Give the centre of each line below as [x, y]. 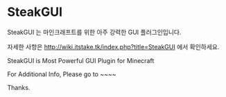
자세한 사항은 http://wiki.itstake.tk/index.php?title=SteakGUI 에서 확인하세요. [113, 46]
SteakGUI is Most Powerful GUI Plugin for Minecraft [81, 60]
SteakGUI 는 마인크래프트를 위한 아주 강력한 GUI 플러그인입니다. [94, 32]
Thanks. [19, 87]
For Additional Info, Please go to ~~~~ [62, 74]
